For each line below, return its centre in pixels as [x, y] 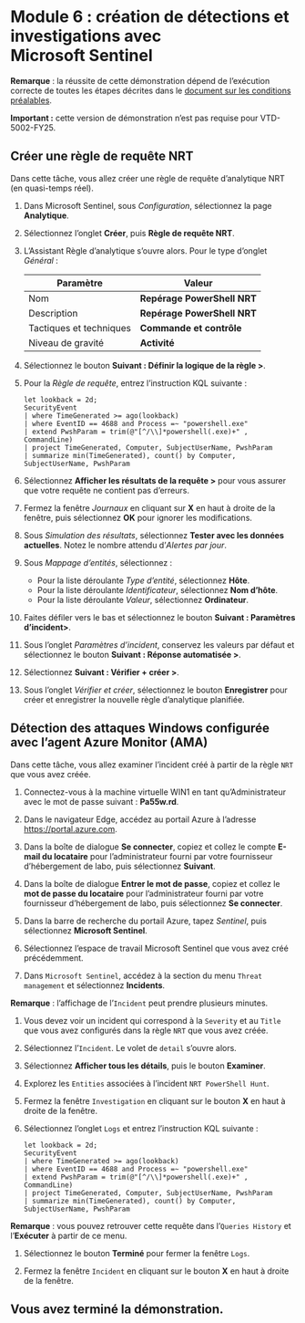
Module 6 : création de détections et [150, 17]
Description [53, 313]
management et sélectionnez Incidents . [94, 985]
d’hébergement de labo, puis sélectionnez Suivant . [120, 866]
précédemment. [54, 958]
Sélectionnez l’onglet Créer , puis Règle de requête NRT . [129, 233]
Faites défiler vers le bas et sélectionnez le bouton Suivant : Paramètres [159, 617]
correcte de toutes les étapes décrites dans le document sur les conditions [151, 90]
